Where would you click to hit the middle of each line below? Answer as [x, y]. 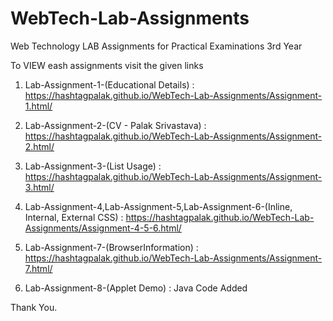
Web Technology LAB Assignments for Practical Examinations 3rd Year [156, 46]
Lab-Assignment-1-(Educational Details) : [109, 84]
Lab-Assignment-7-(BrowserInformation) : [111, 247]
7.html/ [38, 268]
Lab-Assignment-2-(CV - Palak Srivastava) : [115, 125]
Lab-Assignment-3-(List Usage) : [93, 166]
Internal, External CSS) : [74, 217]
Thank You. [34, 307]
